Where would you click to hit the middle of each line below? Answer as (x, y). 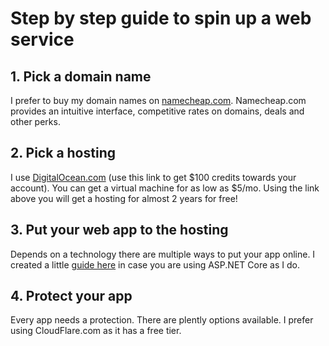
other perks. (35, 121)
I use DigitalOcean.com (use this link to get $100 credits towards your (153, 177)
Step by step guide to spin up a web (161, 18)
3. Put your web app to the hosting (119, 230)
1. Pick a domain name (81, 76)
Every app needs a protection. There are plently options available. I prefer (162, 320)
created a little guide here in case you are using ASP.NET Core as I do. (155, 264)
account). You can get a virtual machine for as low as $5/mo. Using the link (165, 188)
